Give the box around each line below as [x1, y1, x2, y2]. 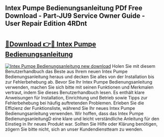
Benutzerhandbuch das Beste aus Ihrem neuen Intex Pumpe [5, 69, 128, 74]
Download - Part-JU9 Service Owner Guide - [5, 12, 145, 20]
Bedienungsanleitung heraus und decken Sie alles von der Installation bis [5, 74, 155, 80]
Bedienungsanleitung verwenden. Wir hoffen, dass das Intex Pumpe [5, 111, 144, 116]
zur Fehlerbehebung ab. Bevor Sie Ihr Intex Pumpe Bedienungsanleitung [5, 79, 153, 85]
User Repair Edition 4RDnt [5, 19, 87, 28]
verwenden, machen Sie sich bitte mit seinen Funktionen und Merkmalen [5, 84, 154, 90]
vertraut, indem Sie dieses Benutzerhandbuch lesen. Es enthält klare [5, 90, 145, 95]
